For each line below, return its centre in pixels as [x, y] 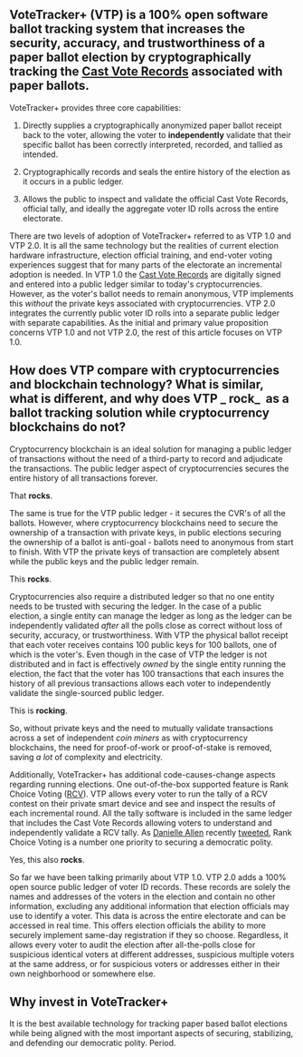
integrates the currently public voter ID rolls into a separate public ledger [145, 313]
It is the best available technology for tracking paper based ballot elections [148, 1023]
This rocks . [31, 579]
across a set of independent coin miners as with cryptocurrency [129, 738]
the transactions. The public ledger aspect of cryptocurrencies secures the [149, 468]
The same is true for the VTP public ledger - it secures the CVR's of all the [148, 513]
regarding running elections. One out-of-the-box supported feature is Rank [149, 784]
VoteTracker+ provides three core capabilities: [95, 107]
